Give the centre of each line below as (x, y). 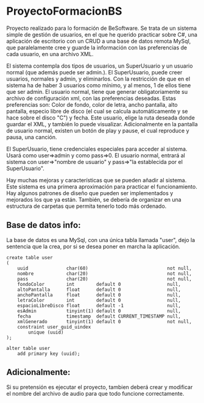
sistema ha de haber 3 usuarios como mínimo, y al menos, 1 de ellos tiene (99, 85)
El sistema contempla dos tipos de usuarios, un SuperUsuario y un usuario (100, 66)
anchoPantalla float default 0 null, (99, 295)
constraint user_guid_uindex (54, 327)
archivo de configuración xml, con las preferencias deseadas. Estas (91, 98)
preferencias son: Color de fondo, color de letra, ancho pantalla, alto (92, 104)
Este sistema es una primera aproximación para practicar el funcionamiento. (102, 187)
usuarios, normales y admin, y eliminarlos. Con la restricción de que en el (98, 79)
